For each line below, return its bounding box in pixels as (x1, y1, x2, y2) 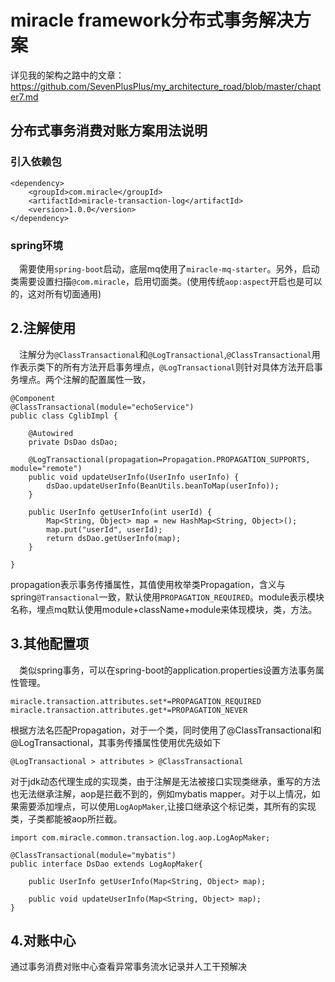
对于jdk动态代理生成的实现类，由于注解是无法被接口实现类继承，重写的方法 (10, 775, 321, 787)
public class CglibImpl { (10, 411, 118, 421)
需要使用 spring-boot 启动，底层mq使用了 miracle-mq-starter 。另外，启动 (19, 262, 320, 275)
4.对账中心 (10, 932, 77, 949)
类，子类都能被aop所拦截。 (10, 812, 123, 825)
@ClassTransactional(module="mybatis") (10, 850, 177, 860)
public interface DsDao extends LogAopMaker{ (10, 859, 203, 869)
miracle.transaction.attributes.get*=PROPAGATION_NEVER (10, 705, 248, 715)
